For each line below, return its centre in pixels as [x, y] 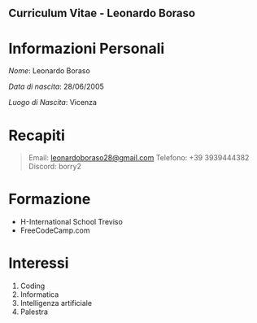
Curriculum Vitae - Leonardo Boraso [102, 13]
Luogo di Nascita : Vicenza [53, 103]
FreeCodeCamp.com [55, 230]
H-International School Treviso [72, 222]
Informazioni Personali [87, 48]
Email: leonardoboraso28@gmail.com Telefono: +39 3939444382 [139, 158]
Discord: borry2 [55, 167]
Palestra [34, 312]
